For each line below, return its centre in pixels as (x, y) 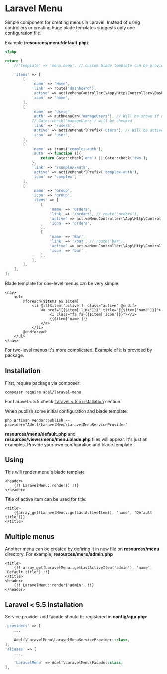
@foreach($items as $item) (51, 302)
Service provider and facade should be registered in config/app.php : (76, 617)
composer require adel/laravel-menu (43, 392)
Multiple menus (30, 537)
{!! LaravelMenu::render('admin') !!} (54, 585)
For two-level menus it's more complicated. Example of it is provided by (79, 350)
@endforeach (36, 332)
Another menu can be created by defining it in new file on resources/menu (82, 549)
